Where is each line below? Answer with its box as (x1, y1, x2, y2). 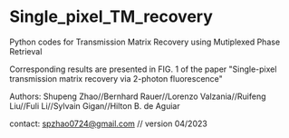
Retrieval (9, 45, 43, 56)
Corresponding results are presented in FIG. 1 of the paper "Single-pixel (9, 64, 277, 74)
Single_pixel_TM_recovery (9, 6, 213, 27)
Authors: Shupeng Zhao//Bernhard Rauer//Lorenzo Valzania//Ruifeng (9, 91, 266, 102)
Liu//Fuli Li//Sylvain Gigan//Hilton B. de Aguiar (9, 100, 180, 111)
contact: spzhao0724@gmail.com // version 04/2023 (9, 118, 208, 129)
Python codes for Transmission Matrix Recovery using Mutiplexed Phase (9, 36, 281, 47)
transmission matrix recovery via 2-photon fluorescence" (9, 73, 224, 84)
